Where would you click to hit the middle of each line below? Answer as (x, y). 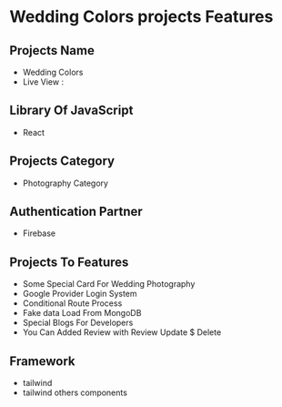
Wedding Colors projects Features (141, 17)
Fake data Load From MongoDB (82, 313)
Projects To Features (69, 262)
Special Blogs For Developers (78, 323)
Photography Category (65, 183)
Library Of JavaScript (71, 111)
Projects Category (62, 161)
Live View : (43, 82)
